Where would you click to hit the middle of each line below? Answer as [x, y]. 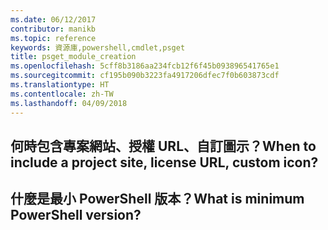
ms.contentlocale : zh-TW [62, 94]
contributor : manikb [53, 29]
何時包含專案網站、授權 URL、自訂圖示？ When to [163, 146]
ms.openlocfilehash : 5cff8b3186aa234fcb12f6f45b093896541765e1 [145, 66]
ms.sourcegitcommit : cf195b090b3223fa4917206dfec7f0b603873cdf [145, 76]
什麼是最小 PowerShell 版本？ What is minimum [157, 199]
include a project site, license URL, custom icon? [164, 162]
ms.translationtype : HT [60, 85]
